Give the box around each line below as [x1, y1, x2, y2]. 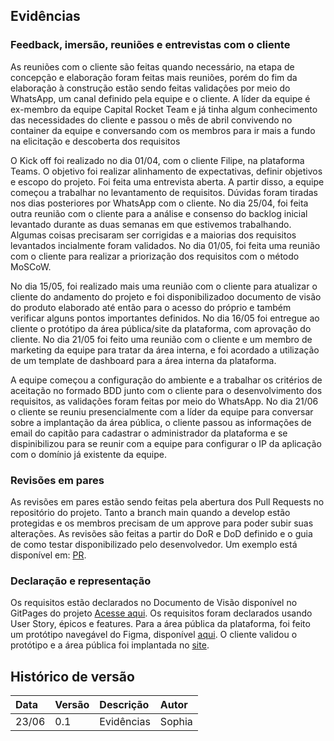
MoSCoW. [10, 260, 52, 273]
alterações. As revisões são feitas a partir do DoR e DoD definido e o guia [10, 527, 313, 539]
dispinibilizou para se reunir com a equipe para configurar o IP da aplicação [10, 437, 322, 449]
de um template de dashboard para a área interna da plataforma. [10, 354, 277, 366]
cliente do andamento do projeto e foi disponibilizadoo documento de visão [10, 290, 322, 303]
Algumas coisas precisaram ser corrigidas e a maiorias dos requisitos [10, 229, 297, 241]
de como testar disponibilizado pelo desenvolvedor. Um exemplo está [10, 538, 298, 550]
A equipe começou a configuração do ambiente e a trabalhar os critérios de [10, 374, 323, 386]
